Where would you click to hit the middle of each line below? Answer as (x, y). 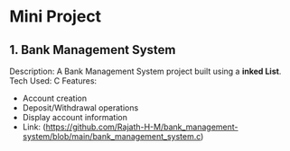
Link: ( (34, 127)
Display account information (75, 117)
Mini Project (56, 17)
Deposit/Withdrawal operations (80, 108)
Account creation (55, 98)
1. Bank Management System (93, 50)
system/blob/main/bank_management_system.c (112, 136)
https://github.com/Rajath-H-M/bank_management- (142, 127)
